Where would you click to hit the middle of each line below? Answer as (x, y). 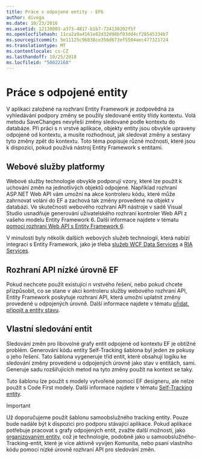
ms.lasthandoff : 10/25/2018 (42, 57)
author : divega (25, 18)
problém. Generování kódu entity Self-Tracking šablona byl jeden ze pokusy (100, 350)
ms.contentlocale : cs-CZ (37, 51)
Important (18, 405)
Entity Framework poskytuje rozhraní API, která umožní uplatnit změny (93, 298)
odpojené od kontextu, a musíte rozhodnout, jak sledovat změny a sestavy (99, 135)
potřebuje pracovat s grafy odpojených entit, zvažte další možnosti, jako (96, 430)
